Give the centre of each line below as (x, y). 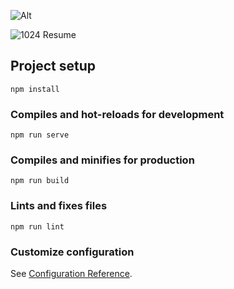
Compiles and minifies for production (102, 160)
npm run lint (37, 226)
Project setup (53, 66)
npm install (35, 89)
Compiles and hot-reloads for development (117, 114)
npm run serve (40, 135)
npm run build (40, 181)
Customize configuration (72, 252)
